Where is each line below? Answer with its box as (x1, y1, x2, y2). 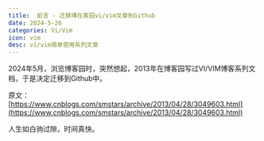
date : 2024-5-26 (8, 19, 62, 27)
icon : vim (8, 33, 41, 42)
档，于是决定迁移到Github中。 (8, 74, 107, 83)
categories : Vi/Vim (8, 26, 73, 34)
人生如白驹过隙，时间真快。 (8, 124, 99, 134)
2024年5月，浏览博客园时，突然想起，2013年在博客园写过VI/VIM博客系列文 (8, 64, 256, 74)
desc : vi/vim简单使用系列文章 (8, 41, 99, 49)
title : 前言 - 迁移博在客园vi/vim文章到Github (8, 11, 156, 20)
